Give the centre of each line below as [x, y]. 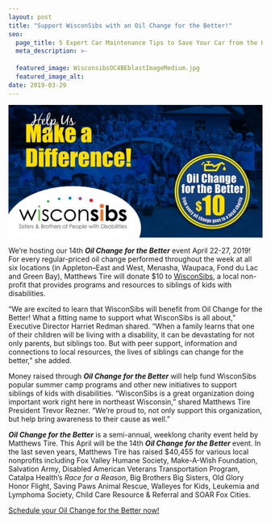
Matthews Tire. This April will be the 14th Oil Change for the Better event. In [135, 443]
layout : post [30, 17]
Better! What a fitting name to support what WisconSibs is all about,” [122, 317]
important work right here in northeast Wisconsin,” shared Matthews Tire [129, 402]
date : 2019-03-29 [38, 85]
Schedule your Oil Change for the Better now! [84, 510]
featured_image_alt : [50, 77]
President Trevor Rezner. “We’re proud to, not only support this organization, [135, 410]
